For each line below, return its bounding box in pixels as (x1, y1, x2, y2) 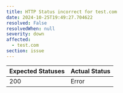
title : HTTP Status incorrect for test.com (6, 8, 118, 15)
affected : (6, 37, 31, 43)
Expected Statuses (9, 67, 65, 75)
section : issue (6, 48, 45, 54)
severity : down (6, 31, 45, 37)
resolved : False (6, 20, 47, 26)
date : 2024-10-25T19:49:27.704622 (6, 14, 93, 20)
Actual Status (70, 67, 110, 75)
